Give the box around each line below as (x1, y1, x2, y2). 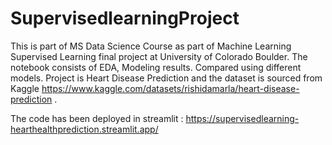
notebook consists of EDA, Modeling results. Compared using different (10, 61, 302, 73)
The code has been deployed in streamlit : (10, 112, 184, 124)
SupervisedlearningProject (10, 7, 240, 30)
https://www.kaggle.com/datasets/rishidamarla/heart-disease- (41, 82, 300, 94)
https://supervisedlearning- (185, 112, 300, 124)
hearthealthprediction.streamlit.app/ (10, 123, 159, 135)
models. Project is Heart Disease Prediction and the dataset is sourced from (10, 72, 323, 84)
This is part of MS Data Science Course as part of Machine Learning (10, 40, 292, 52)
